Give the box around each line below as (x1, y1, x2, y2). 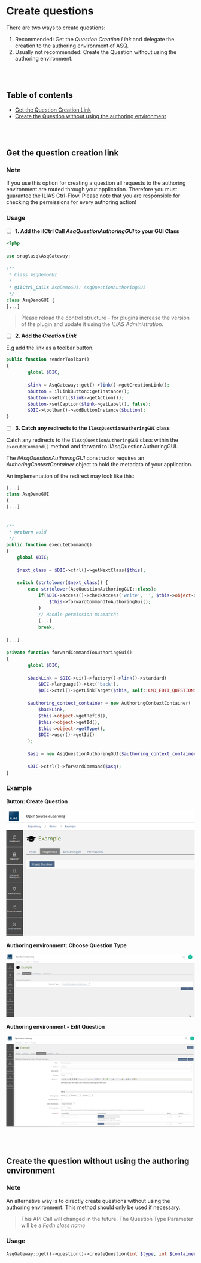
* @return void (8, 529, 47, 535)
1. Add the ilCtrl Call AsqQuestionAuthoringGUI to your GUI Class (14, 227, 179, 235)
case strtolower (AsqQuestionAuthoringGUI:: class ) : (28, 586, 157, 592)
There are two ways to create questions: (6, 24, 106, 31)
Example (6, 784, 32, 792)
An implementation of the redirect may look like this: (6, 472, 135, 480)
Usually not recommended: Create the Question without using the (14, 48, 177, 55)
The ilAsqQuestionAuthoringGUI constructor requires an (6, 454, 145, 462)
